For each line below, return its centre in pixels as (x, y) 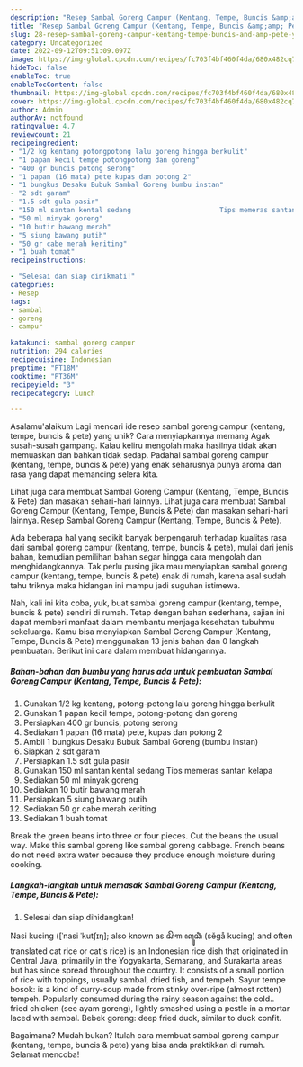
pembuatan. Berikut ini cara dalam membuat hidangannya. (118, 651)
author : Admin (37, 110)
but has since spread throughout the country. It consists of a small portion (147, 970)
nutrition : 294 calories (57, 352)
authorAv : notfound (47, 118)
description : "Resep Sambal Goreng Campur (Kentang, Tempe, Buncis (139, 18)
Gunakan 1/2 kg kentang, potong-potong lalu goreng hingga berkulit (149, 704)
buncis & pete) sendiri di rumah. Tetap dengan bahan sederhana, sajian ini (148, 613)
